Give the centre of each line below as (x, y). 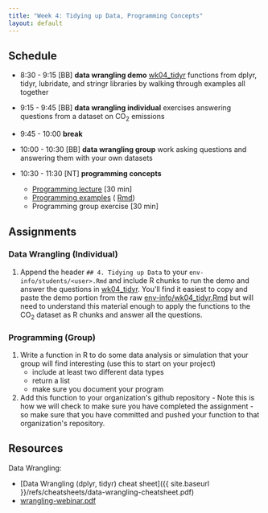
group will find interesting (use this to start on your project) (118, 363)
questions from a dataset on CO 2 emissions (92, 117)
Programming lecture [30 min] (82, 189)
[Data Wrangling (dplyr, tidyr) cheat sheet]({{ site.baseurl (115, 483)
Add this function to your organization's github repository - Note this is (137, 397)
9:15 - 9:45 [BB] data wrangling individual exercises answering (126, 108)
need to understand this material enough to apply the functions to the (135, 306)
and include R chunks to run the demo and (179, 280)
